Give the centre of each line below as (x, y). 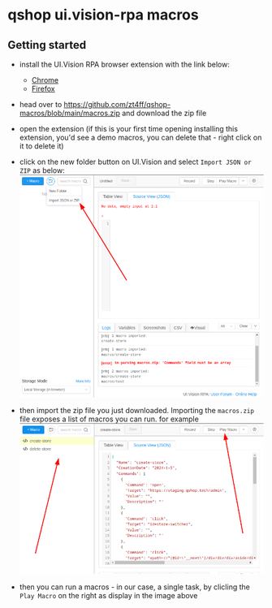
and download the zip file (164, 113)
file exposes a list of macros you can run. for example (109, 419)
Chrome (45, 80)
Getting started (47, 45)
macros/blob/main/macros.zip (70, 113)
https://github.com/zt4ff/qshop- (117, 104)
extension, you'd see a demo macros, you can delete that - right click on (140, 137)
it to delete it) (41, 146)
